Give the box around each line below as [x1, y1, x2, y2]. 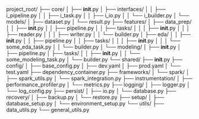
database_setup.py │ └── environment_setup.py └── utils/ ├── [6, 100, 165, 107]
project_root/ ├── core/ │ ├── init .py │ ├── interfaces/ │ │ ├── [6, 6, 166, 12]
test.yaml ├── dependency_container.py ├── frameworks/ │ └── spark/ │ [6, 69, 190, 75]
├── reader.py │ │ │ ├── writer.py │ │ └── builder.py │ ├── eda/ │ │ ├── [6, 31, 191, 38]
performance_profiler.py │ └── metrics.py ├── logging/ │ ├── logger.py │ [6, 81, 191, 88]
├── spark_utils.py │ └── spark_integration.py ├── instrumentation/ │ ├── [6, 75, 193, 82]
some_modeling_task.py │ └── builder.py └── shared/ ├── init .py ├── [6, 56, 183, 63]
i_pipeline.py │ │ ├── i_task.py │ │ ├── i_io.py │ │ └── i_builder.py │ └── [6, 12, 189, 19]
